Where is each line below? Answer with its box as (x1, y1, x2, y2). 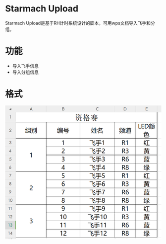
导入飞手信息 (12, 63, 39, 69)
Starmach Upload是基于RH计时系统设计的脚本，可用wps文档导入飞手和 (5, 20, 151, 26)
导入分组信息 (12, 69, 39, 75)
